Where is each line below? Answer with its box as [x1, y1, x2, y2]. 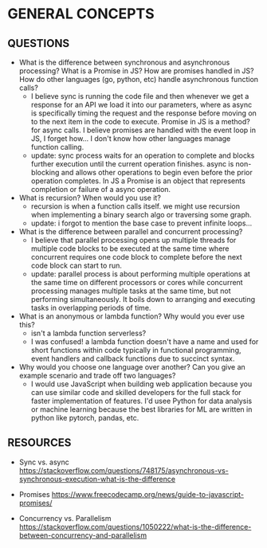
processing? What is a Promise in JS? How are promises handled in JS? [18, 66, 254, 76]
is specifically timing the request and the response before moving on [30, 108, 257, 118]
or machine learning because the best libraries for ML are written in [30, 405, 253, 414]
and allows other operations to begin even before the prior [61, 168, 253, 177]
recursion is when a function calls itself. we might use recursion [30, 202, 241, 211]
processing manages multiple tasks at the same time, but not [30, 286, 232, 296]
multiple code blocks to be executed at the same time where [30, 244, 230, 253]
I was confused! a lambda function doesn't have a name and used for [30, 337, 259, 346]
